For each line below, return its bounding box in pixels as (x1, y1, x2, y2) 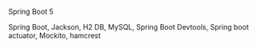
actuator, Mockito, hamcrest (8, 31, 102, 40)
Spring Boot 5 (8, 7, 54, 16)
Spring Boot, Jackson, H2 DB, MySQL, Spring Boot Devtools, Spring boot (8, 22, 250, 31)
